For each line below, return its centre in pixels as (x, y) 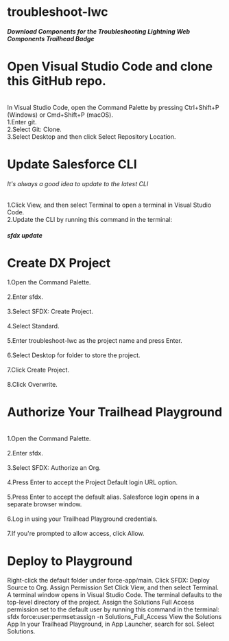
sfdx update (25, 235)
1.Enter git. (22, 122)
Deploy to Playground (70, 561)
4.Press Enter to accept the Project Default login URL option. (93, 482)
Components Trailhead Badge (51, 38)
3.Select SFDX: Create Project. (50, 311)
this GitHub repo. (57, 81)
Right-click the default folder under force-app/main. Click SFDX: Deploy (109, 580)
